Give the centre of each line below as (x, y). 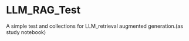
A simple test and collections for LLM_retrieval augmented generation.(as (95, 26)
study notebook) (26, 32)
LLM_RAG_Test (43, 10)
